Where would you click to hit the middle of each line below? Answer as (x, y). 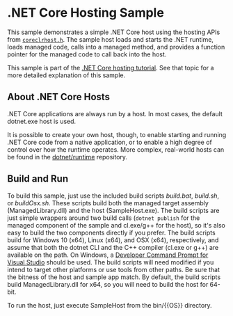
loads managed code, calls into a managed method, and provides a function (116, 47)
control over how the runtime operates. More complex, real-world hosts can (116, 149)
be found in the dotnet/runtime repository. (67, 157)
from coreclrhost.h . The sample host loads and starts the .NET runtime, (111, 39)
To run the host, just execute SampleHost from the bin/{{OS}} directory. (110, 305)
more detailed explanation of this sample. (66, 75)
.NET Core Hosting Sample (86, 13)
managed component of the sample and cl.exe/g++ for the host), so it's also (116, 225)
